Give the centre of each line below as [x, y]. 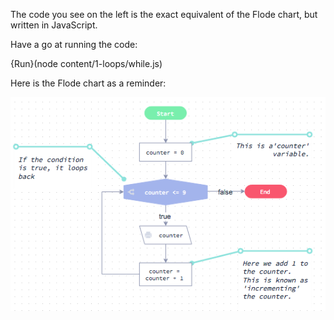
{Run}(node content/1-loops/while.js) [86, 63]
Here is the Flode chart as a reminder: [88, 83]
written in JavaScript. [54, 25]
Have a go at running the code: [74, 44]
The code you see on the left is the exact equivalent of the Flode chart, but [164, 14]
